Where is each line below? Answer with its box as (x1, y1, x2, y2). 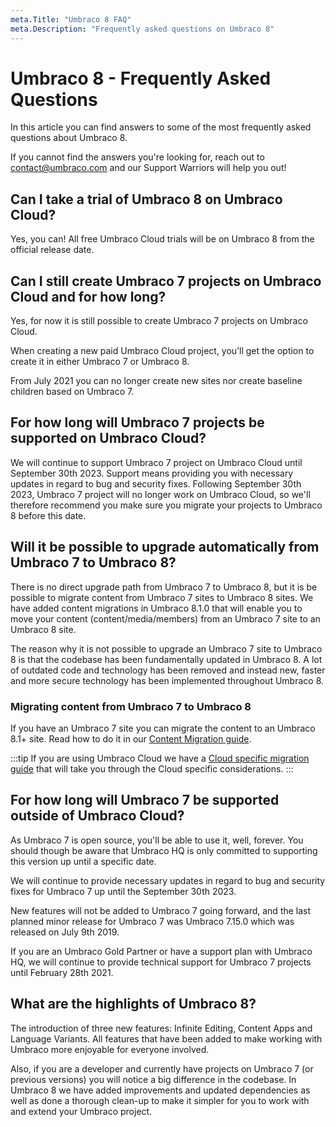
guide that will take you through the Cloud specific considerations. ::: (10, 762, 294, 775)
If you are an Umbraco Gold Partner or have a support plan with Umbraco (10, 945, 313, 957)
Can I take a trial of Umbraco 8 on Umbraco (10, 191, 283, 208)
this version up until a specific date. (10, 855, 157, 867)
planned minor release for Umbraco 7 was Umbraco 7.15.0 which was (10, 915, 295, 927)
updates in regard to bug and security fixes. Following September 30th (10, 477, 302, 490)
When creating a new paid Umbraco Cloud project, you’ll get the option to (10, 345, 315, 357)
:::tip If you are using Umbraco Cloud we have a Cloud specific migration (10, 752, 310, 764)
